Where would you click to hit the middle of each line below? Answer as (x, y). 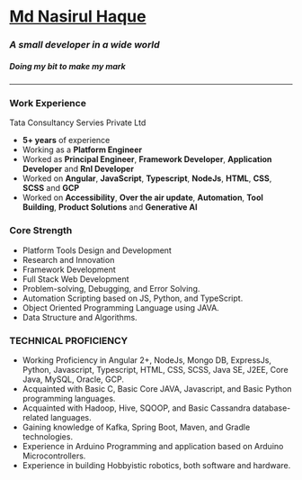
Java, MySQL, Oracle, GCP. (73, 379)
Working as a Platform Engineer (82, 149)
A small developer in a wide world (84, 45)
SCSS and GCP (51, 188)
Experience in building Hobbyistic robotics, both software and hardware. (156, 465)
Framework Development (69, 269)
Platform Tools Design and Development (97, 250)
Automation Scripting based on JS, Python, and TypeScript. (133, 298)
